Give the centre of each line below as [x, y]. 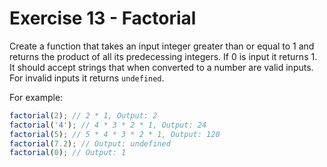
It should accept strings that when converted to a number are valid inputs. [161, 67]
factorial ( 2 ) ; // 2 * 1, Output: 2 [83, 115]
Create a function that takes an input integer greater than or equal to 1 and [162, 46]
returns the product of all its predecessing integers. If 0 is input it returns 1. [163, 56]
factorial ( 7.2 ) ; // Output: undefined [90, 143]
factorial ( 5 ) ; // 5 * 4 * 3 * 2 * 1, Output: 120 [115, 134]
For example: [36, 97]
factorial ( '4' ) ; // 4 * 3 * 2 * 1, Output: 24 [108, 125]
